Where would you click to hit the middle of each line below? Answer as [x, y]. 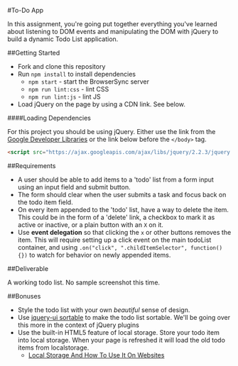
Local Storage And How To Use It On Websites [96, 355]
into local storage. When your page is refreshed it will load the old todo [121, 340]
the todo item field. [45, 202]
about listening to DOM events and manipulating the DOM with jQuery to [113, 32]
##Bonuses [24, 296]
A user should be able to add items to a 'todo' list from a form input [116, 179]
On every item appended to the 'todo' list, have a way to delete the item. [123, 209]
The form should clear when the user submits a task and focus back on [122, 194]
